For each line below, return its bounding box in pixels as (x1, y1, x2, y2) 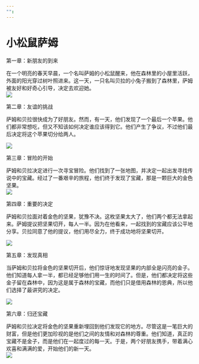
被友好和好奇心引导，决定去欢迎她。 (6, 84, 95, 91)
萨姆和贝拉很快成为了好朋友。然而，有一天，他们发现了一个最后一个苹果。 (6, 115, 188, 122)
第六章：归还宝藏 (6, 310, 48, 317)
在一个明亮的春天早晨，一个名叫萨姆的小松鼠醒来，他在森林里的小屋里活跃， (6, 69, 193, 77)
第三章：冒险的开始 (6, 154, 53, 161)
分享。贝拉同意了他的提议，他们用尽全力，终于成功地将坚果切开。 (6, 227, 167, 235)
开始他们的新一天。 (47, 345, 95, 352)
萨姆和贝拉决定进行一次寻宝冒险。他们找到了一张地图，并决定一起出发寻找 (6, 167, 188, 174)
